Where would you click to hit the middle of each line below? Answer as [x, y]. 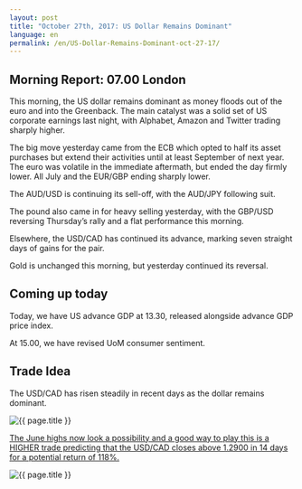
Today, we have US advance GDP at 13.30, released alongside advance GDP [151, 315]
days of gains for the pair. [57, 249]
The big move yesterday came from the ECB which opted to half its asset [146, 148]
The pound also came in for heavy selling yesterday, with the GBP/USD [142, 212]
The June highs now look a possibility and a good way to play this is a [139, 437]
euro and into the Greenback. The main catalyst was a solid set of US [138, 111]
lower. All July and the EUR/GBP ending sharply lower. [110, 176]
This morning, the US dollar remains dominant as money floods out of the [146, 101]
